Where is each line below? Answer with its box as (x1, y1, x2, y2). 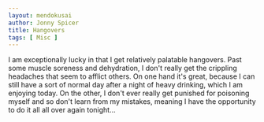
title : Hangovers (8, 26, 65, 34)
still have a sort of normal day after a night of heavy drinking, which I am (8, 80, 243, 90)
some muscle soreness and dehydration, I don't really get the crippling (8, 64, 238, 73)
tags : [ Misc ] (8, 33, 58, 42)
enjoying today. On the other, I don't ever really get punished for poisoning (8, 88, 250, 98)
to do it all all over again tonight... (8, 105, 116, 115)
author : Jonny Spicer (8, 19, 80, 27)
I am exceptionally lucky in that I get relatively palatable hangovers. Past (8, 55, 242, 65)
